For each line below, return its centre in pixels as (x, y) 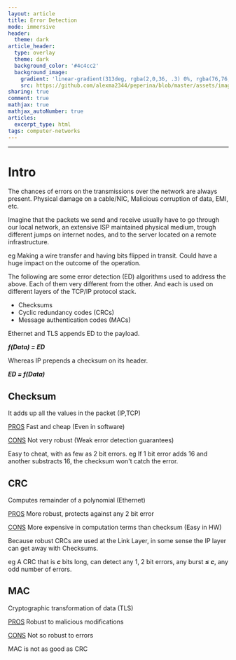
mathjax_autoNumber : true (46, 111)
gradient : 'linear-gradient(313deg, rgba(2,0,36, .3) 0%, (107, 79)
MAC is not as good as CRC (48, 649)
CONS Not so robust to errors (51, 635)
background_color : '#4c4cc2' (57, 66)
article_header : (32, 46)
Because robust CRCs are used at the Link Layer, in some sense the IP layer (117, 540)
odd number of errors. (40, 569)
